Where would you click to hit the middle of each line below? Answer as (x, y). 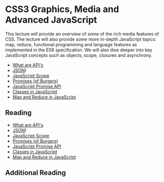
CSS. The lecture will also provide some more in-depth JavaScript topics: (81, 39)
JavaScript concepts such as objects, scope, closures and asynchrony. (79, 55)
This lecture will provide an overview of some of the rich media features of (82, 34)
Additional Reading (36, 173)
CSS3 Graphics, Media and (62, 9)
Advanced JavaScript (51, 20)
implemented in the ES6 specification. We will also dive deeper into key (79, 50)
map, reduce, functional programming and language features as (71, 44)
